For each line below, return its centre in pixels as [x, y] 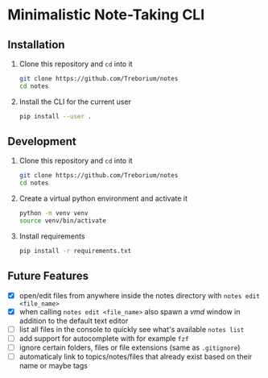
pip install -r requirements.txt [75, 251]
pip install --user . [55, 116]
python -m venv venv [54, 214]
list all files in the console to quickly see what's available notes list [132, 329]
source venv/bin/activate [62, 221]
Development [42, 141]
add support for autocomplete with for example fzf [104, 338]
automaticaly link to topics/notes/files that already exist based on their [136, 356]
